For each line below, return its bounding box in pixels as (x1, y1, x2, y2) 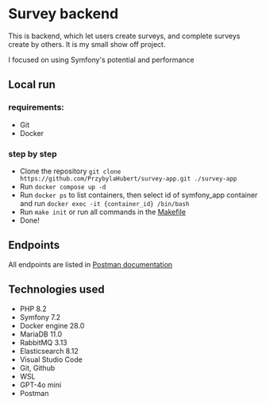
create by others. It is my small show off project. (8, 39, 166, 49)
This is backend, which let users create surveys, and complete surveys (8, 31, 241, 41)
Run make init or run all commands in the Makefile (19, 207, 187, 216)
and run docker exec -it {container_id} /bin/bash (19, 198, 190, 208)
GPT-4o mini (19, 379, 62, 390)
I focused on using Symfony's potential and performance (8, 55, 195, 64)
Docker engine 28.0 (19, 320, 85, 330)
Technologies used (8, 283, 105, 297)
